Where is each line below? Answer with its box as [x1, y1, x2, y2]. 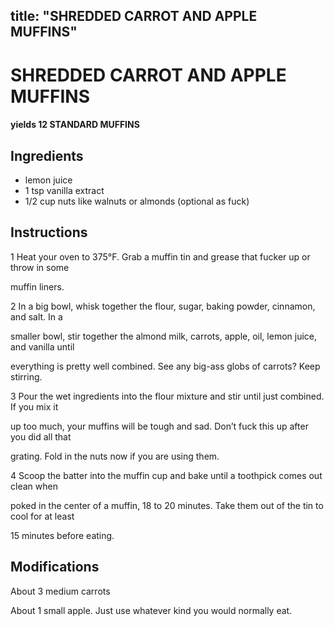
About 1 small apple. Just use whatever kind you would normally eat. [10, 604, 293, 616]
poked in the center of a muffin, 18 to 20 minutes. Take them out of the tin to [10, 499, 324, 511]
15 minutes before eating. [10, 529, 115, 541]
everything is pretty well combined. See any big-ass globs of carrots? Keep [10, 360, 321, 372]
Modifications [10, 559, 100, 576]
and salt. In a [10, 310, 63, 323]
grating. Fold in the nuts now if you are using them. [10, 450, 220, 462]
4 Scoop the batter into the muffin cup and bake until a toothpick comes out [10, 469, 323, 481]
